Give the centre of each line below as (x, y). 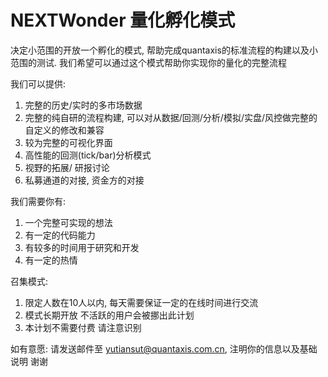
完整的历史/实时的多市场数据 (83, 105)
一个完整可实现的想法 (68, 222)
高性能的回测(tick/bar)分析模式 (88, 155)
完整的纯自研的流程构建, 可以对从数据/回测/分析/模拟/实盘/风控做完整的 (171, 117)
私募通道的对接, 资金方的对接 (84, 180)
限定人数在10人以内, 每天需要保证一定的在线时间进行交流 (141, 302)
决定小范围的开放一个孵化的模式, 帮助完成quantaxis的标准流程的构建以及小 (164, 50)
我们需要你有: (38, 201)
